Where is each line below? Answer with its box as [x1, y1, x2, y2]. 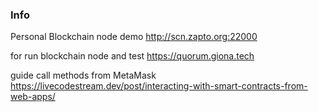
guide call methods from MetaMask [10, 69, 157, 82]
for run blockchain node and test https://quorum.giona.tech [10, 50, 255, 62]
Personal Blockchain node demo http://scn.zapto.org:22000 [10, 31, 258, 43]
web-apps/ [10, 91, 56, 103]
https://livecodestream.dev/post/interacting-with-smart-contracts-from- [10, 80, 308, 92]
